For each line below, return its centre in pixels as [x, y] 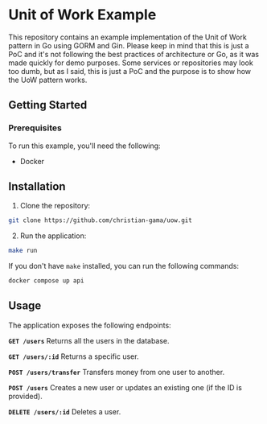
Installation [37, 187]
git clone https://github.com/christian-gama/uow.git [101, 220]
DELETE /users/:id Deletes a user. [65, 411]
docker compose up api [46, 281]
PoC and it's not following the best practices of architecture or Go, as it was [134, 54]
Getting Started [48, 105]
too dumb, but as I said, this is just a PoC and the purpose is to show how [130, 71]
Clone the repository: [55, 206]
